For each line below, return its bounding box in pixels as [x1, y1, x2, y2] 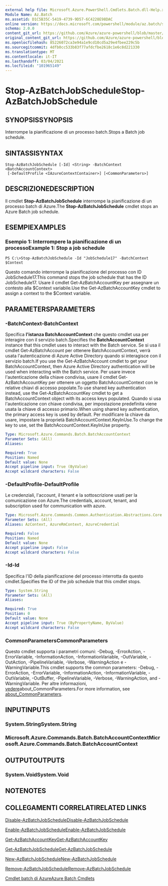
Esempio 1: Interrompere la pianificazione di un [5, 238, 121, 245]
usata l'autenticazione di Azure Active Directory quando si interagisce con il [5, 353, 161, 359]
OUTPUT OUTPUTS [5, 756, 65, 764]
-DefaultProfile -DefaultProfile [5, 481, 79, 488]
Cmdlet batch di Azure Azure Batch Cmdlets [5, 875, 95, 881]
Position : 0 [5, 611, 30, 616]
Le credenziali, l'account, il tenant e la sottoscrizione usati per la [5, 492, 137, 498]
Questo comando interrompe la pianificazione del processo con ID [5, 269, 142, 275]
